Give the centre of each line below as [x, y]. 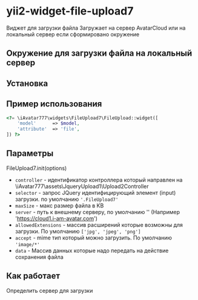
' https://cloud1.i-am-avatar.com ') [56, 218]
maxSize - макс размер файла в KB [59, 205]
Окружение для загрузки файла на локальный [99, 54]
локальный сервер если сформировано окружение [73, 34]
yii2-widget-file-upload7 [70, 11]
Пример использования [54, 104]
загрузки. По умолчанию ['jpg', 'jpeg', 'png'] [78, 231]
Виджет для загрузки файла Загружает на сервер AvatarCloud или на [96, 28]
